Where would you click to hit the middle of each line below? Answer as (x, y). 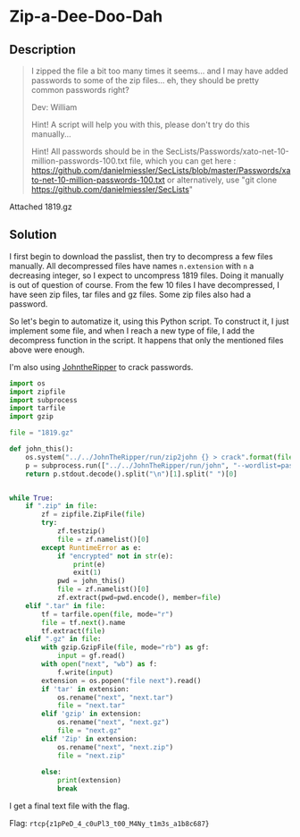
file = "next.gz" (89, 731)
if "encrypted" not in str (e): (115, 556)
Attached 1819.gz (41, 207)
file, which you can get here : (183, 161)
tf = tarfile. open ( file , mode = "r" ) (108, 614)
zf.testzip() (81, 531)
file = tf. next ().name (83, 622)
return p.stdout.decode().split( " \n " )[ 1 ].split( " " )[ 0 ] (132, 474)
